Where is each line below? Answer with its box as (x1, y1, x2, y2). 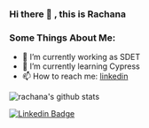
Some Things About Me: (9, 31, 116, 43)
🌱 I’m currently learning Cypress (21, 61, 140, 72)
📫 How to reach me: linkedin (21, 71, 129, 82)
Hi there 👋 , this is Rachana (9, 8, 127, 20)
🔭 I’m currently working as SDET (21, 52, 141, 63)
